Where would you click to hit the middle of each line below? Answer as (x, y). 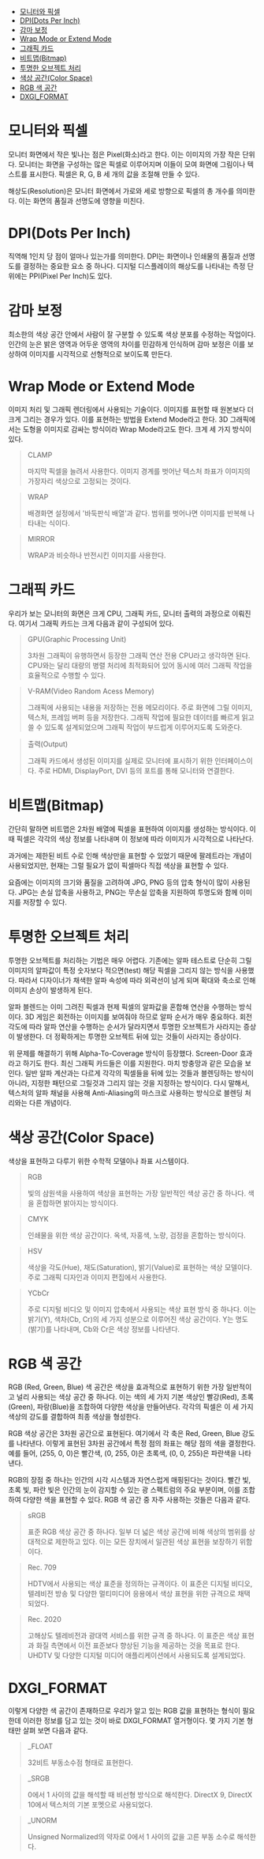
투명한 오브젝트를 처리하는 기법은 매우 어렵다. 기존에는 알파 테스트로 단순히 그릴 (130, 960)
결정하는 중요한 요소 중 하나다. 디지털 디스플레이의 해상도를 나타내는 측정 (134, 266)
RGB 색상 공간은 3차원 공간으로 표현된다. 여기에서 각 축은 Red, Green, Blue (124, 1434)
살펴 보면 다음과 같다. (55, 1731)
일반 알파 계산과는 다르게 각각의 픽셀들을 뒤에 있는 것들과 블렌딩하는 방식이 (139, 1073)
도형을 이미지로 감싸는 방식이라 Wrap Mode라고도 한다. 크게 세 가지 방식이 (137, 429)
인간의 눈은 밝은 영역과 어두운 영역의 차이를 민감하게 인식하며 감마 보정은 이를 (127, 344)
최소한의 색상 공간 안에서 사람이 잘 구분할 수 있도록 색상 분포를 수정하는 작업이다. (132, 334)
